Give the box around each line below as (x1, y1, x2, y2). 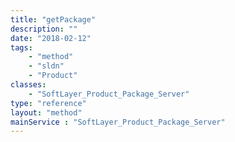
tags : (10, 42, 33, 53)
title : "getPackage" (10, 14, 97, 25)
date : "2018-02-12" (10, 33, 92, 43)
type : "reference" (10, 98, 87, 108)
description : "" (10, 24, 78, 34)
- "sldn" (28, 61, 65, 71)
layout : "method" (10, 107, 83, 118)
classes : (10, 80, 47, 90)
